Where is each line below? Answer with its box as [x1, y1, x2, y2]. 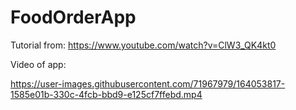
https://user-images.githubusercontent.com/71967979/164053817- [10, 77, 286, 90]
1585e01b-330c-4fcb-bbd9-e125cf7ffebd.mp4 [10, 88, 203, 100]
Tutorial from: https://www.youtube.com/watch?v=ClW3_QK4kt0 [10, 39, 277, 51]
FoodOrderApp [10, 6, 137, 29]
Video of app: [10, 58, 67, 70]
